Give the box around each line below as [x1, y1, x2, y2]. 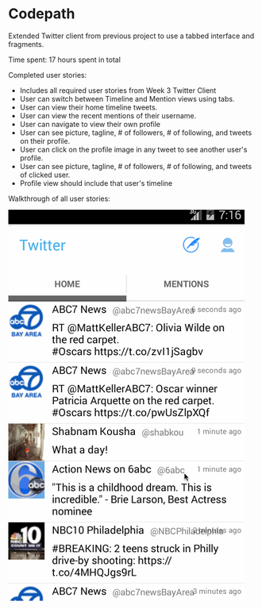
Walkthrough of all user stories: [8, 194, 111, 203]
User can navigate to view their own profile [19, 119, 161, 129]
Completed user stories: [8, 70, 87, 79]
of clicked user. [19, 170, 71, 179]
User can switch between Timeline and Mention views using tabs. [19, 94, 235, 103]
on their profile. [19, 136, 71, 145]
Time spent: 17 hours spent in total [8, 55, 121, 64]
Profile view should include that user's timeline [19, 178, 173, 187]
